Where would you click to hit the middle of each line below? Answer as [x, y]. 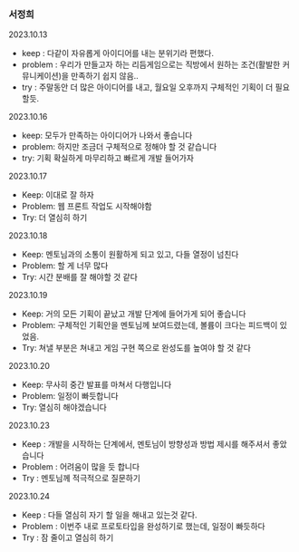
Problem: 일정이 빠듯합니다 [70, 396]
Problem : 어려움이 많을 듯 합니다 [81, 467]
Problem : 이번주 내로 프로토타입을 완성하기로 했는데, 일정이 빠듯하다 [144, 527]
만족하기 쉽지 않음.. [105, 76]
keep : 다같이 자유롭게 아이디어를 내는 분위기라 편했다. [118, 53]
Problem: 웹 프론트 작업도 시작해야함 [87, 207]
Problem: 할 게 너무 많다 [65, 266]
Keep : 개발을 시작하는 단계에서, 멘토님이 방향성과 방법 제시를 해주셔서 [146, 444]
